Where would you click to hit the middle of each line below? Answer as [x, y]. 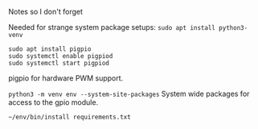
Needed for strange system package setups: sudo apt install [112, 27]
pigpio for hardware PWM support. [66, 78]
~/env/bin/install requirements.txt [70, 117]
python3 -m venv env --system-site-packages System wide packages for [129, 94]
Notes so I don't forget [45, 12]
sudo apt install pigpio [50, 49]
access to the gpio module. [53, 102]
